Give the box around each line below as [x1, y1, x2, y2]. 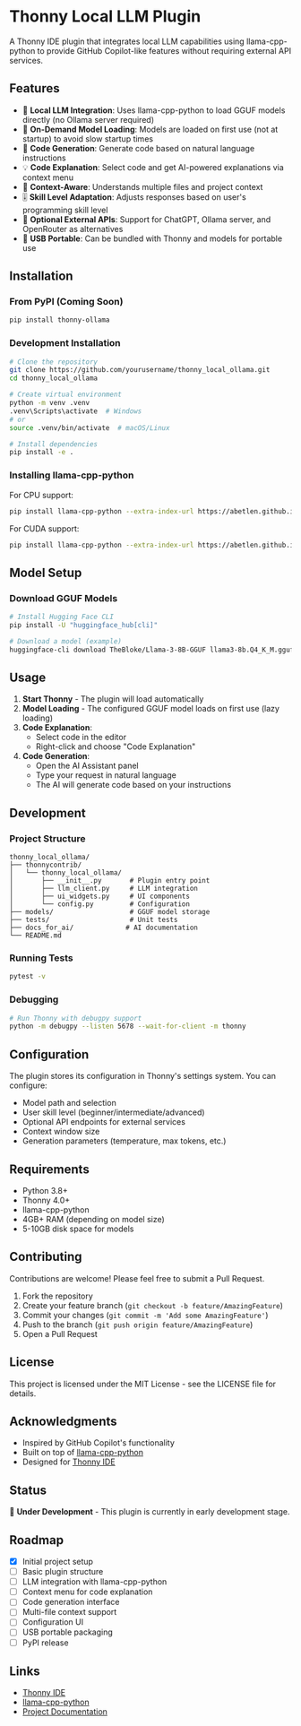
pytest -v [9, 972, 47, 981]
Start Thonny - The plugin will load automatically [21, 694, 204, 704]
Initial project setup [21, 1557, 94, 1566]
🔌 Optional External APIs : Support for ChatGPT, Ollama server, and [21, 213, 271, 225]
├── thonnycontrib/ [9, 860, 82, 870]
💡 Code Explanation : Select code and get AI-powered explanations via [21, 161, 284, 172]
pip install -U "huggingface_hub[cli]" [9, 620, 159, 629]
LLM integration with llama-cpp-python [21, 1576, 168, 1587]
